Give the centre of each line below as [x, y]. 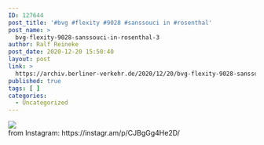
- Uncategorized [42, 103]
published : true [35, 81]
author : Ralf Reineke [44, 45]
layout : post [29, 60]
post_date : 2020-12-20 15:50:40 [61, 52]
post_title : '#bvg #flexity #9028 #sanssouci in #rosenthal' [110, 23]
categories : [27, 96]
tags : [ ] [24, 88]
